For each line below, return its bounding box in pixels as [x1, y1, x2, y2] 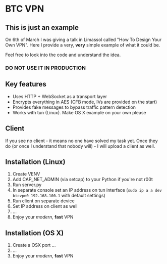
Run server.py [12, 182, 42, 188]
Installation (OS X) [5, 229, 64, 237]
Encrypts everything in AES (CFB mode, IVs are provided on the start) [12, 99, 157, 105]
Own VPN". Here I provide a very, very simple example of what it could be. [5, 42, 160, 48]
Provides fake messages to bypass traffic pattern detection [12, 104, 136, 110]
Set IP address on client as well [12, 203, 78, 209]
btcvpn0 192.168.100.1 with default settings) [12, 193, 106, 199]
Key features [5, 80, 46, 89]
